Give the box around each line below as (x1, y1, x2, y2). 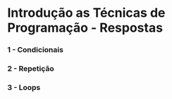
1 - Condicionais (7, 45, 63, 55)
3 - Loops (7, 82, 41, 92)
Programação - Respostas (7, 20, 164, 36)
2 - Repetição (7, 64, 54, 74)
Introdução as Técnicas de (7, 5, 166, 21)
